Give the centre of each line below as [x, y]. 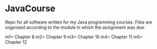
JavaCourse [30, 9]
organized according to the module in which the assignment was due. [75, 27]
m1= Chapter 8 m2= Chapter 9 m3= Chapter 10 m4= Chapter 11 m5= [74, 37]
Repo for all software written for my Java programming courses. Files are [79, 22]
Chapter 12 [16, 42]
